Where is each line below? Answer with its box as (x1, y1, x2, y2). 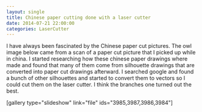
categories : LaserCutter (6, 25, 69, 32)
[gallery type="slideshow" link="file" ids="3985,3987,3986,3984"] (6, 99, 173, 107)
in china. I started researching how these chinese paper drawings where (6, 55, 188, 62)
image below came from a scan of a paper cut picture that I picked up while (6, 49, 196, 56)
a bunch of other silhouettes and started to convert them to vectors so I (6, 74, 186, 82)
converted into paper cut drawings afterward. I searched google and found (6, 68, 194, 76)
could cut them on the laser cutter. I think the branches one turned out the (6, 81, 192, 88)
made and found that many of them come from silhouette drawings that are (6, 62, 195, 69)
